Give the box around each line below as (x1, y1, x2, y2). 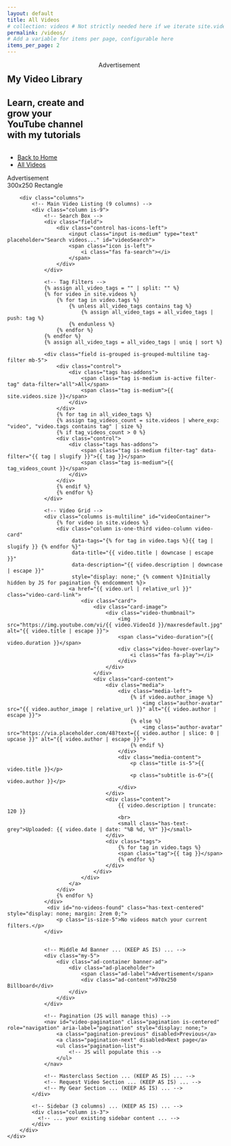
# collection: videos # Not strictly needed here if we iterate (7, 23, 195, 30)
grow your (7, 107, 52, 119)
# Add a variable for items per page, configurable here (7, 36, 174, 43)
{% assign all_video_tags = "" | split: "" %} (43, 285, 180, 292)
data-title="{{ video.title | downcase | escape (71, 549, 214, 557)
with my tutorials (7, 129, 81, 141)
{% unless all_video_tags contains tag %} (68, 303, 192, 310)
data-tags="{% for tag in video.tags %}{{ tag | (71, 538, 214, 544)
